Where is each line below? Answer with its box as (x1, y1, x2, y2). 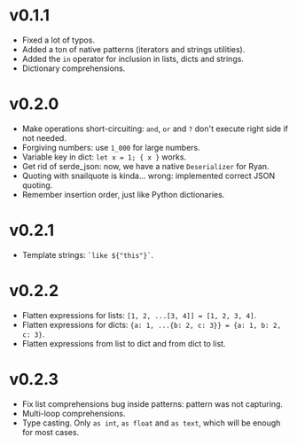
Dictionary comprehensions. (21, 63, 126, 74)
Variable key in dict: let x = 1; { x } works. (21, 152, 187, 162)
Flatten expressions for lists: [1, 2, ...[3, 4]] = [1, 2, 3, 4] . (21, 309, 257, 320)
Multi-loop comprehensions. (21, 408, 126, 418)
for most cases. (21, 426, 80, 437)
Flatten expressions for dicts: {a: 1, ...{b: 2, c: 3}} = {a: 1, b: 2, (21, 319, 282, 330)
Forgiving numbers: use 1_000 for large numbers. (21, 142, 201, 152)
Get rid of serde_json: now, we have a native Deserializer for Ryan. (21, 160, 270, 171)
